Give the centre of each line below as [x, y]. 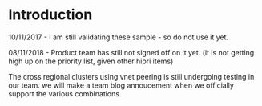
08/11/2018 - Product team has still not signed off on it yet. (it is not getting [131, 52]
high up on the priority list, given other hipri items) [91, 61]
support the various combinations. [65, 93]
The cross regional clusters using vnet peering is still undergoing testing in [131, 76]
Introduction [50, 15]
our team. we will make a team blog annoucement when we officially [121, 85]
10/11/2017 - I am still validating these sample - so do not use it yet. [119, 37]
